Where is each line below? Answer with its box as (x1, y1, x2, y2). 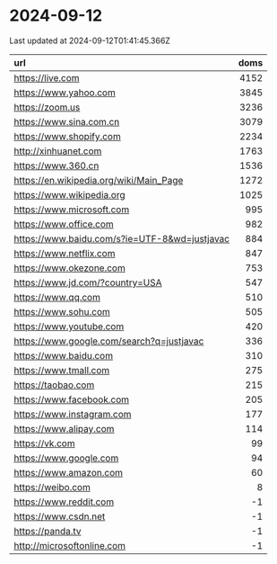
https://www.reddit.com (13, 496, 115, 508)
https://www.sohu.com (13, 305, 110, 318)
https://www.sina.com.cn (13, 115, 120, 128)
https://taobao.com (13, 379, 95, 391)
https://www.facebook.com (13, 393, 130, 406)
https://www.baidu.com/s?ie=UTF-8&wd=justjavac (13, 232, 230, 245)
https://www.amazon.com (13, 466, 124, 479)
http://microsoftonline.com (13, 539, 126, 551)
